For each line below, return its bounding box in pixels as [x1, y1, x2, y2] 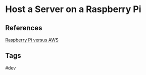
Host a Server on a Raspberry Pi [5, 4, 141, 15]
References [5, 24, 42, 32]
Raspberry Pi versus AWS [5, 37, 59, 43]
